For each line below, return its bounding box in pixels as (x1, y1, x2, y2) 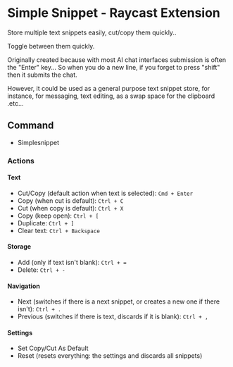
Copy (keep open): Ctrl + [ (17, 211, 99, 220)
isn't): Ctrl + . (17, 305, 61, 313)
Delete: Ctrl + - (17, 266, 65, 274)
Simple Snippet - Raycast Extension (7, 5, 220, 21)
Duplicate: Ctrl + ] (17, 218, 75, 227)
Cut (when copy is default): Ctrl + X (17, 204, 124, 212)
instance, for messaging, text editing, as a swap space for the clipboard (7, 92, 215, 100)
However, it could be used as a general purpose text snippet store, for (7, 84, 210, 92)
